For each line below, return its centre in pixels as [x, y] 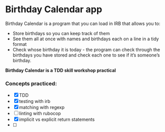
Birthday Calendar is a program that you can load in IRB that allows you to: [83, 23]
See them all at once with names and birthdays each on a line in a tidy [86, 39]
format [20, 44]
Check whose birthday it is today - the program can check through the [86, 49]
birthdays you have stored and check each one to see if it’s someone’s [86, 55]
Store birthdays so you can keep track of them [61, 33]
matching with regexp [42, 108]
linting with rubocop [40, 114]
